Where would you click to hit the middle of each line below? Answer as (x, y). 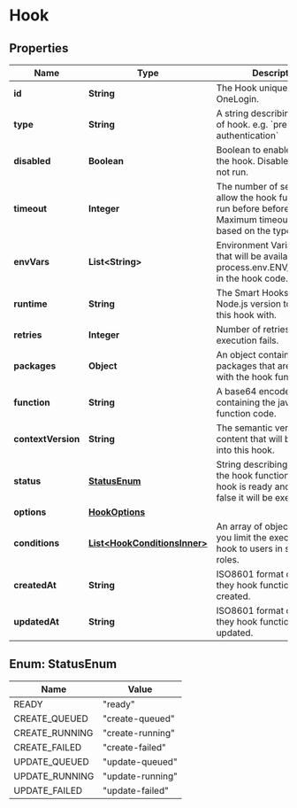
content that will (249, 439)
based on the (244, 231)
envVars (32, 262)
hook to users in (249, 548)
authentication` (247, 136)
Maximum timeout (254, 220)
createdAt (35, 585)
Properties (39, 48)
